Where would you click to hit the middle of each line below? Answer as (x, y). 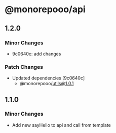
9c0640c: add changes (36, 54)
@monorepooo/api (45, 9)
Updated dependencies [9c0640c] (48, 78)
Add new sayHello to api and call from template (61, 125)
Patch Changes (24, 67)
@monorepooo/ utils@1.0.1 (47, 84)
